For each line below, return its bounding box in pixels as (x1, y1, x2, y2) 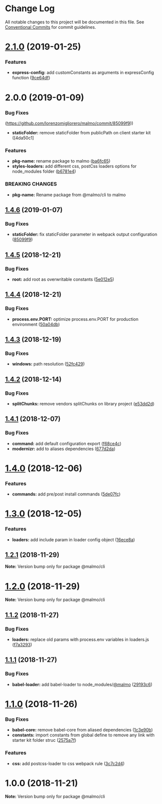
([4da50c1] (12, 135, 34, 141)
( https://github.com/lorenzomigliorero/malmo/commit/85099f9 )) (5, 120, 133, 126)
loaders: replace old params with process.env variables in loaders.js (12, 637, 149, 642)
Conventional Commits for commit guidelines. (5, 24, 96, 30)
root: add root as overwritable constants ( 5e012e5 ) (12, 276, 114, 282)
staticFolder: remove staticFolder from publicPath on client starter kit (12, 129, 151, 135)
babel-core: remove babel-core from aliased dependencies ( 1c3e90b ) (12, 727, 153, 733)
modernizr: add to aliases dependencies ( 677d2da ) (12, 446, 115, 452)
